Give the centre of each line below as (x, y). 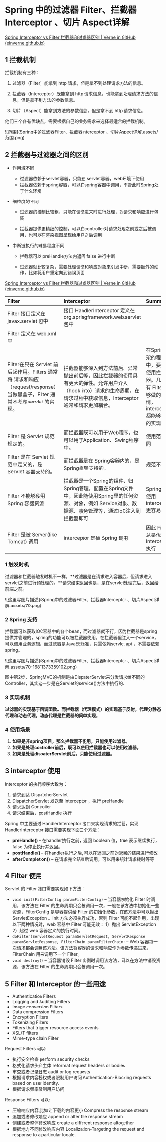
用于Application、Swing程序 (106, 440)
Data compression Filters (38, 1012)
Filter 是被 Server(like (33, 534)
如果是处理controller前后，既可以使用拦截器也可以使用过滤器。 (77, 747)
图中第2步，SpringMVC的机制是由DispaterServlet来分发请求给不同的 (75, 677)
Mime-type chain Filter (35, 1038)
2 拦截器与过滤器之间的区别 (47, 155)
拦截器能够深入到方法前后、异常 (101, 368)
